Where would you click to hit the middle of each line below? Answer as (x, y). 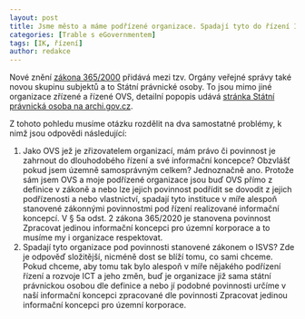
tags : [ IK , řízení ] (46, 43)
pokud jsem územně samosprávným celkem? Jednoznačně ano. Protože (158, 170)
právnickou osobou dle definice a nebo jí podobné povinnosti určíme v (154, 285)
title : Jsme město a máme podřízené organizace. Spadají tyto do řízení (150, 26)
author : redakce (40, 52)
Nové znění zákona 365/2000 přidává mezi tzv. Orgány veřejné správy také (151, 77)
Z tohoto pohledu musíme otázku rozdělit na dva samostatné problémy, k (146, 124)
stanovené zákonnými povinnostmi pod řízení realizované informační (151, 208)
